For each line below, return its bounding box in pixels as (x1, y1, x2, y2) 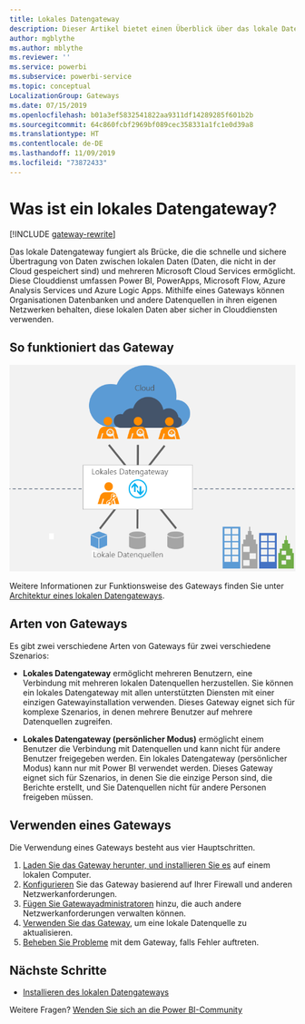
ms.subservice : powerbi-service (9, 73, 132, 82)
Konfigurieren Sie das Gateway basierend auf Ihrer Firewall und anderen (22, 879, 293, 890)
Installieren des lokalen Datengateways (22, 987, 170, 998)
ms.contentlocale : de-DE (9, 139, 103, 149)
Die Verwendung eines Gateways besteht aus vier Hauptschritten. (9, 842, 256, 852)
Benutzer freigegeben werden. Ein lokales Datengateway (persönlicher (22, 753, 288, 763)
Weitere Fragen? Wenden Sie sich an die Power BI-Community (9, 1004, 243, 1016)
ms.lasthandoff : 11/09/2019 (9, 149, 116, 158)
